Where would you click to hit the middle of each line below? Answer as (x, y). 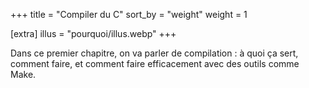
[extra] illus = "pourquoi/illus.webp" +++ (93, 33)
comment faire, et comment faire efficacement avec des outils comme (155, 63)
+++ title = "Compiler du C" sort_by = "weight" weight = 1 (129, 14)
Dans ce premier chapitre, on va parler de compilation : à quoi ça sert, (154, 53)
